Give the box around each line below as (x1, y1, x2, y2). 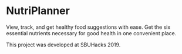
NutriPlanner (6, 4, 70, 18)
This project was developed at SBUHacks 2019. (6, 41, 121, 48)
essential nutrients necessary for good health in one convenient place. (6, 29, 177, 36)
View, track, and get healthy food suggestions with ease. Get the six (6, 23, 171, 31)
